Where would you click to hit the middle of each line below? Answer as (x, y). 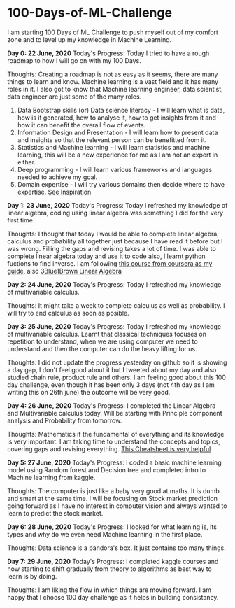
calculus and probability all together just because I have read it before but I (115, 241)
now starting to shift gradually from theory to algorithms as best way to (109, 569)
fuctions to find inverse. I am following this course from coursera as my (110, 263)
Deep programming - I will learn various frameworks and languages (115, 169)
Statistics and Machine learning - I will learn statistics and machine (113, 147)
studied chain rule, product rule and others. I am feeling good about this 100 (116, 377)
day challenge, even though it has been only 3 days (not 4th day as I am (111, 384)
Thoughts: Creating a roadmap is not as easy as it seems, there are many (113, 74)
